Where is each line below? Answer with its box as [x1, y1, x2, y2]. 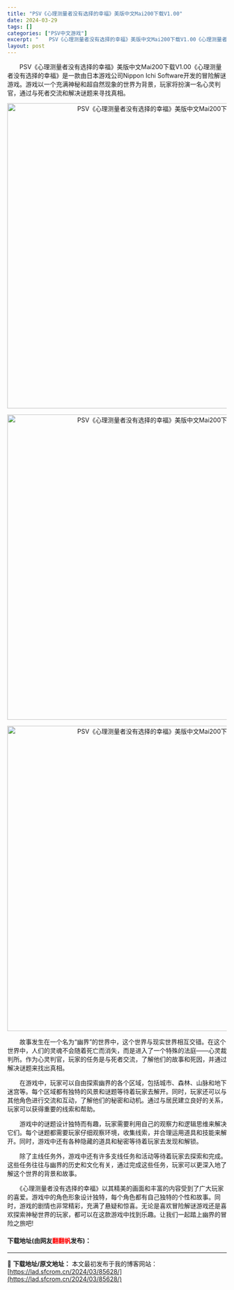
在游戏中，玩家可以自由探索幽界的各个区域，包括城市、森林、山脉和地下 [19, 1079, 227, 1087]
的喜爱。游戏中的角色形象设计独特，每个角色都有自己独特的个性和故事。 [7, 1193, 214, 1201]
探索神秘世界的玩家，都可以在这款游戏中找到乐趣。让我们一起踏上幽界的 [13, 1210, 221, 1218]
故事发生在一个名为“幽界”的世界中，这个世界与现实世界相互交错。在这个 [19, 1037, 226, 1046]
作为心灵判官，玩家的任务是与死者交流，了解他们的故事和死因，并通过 [25, 1055, 227, 1063]
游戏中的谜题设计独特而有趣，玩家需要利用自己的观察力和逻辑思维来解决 [19, 1120, 227, 1127]
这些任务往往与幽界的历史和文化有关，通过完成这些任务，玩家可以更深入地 [7, 1161, 221, 1169]
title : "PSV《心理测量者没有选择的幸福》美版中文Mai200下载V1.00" [7, 10, 183, 17]
